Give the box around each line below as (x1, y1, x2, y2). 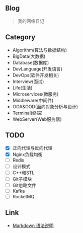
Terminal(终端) (12, 110, 43, 116)
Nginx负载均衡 (12, 151, 43, 158)
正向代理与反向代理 (12, 145, 53, 151)
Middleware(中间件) (12, 97, 54, 103)
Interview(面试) (12, 78, 44, 85)
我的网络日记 (17, 18, 44, 24)
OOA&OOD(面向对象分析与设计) (12, 103, 78, 110)
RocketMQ (12, 193, 35, 199)
